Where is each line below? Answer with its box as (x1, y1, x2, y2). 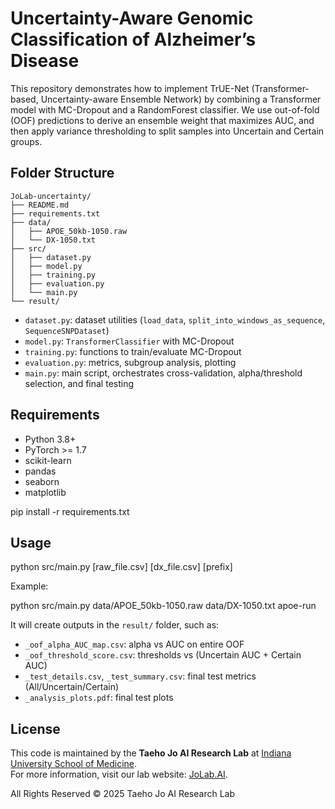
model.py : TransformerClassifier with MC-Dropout (24, 335, 235, 347)
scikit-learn (24, 454, 72, 466)
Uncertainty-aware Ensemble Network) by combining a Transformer (40, 93, 322, 105)
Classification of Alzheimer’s (10, 28, 257, 51)
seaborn (24, 475, 60, 487)
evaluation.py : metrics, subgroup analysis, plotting (24, 356, 237, 368)
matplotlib (24, 486, 67, 498)
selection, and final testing (24, 377, 135, 389)
